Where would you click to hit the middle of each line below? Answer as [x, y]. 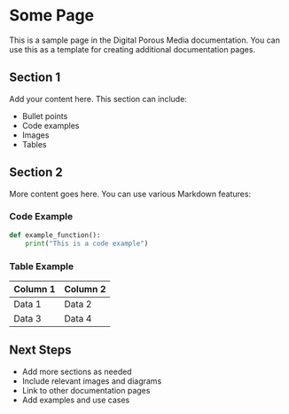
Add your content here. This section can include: [98, 99]
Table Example [41, 266]
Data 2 [78, 304]
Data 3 [27, 318]
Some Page [52, 16]
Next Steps [40, 350]
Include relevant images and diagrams [92, 381]
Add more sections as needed [77, 371]
